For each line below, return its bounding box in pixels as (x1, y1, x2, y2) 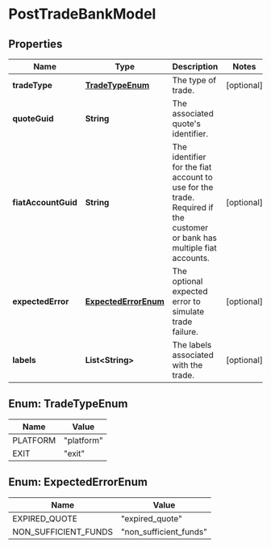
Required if (172, 202, 214, 213)
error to (172, 296, 201, 307)
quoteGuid (12, 113, 54, 124)
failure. (172, 327, 199, 337)
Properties (8, 37, 63, 51)
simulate (172, 306, 205, 317)
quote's (172, 118, 202, 129)
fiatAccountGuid (12, 197, 78, 208)
